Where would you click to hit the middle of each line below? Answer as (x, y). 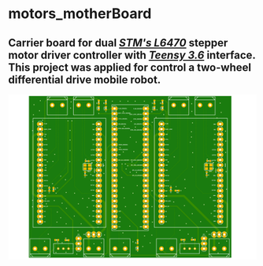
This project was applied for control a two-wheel (130, 67)
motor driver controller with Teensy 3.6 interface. (132, 55)
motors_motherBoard (80, 14)
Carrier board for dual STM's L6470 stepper (118, 43)
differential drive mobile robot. (85, 79)
